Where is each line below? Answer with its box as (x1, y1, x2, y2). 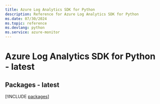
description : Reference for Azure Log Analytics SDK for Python (5, 12, 139, 17)
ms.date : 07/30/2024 (5, 16, 47, 21)
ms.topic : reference (5, 21, 47, 26)
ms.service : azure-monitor (5, 30, 60, 35)
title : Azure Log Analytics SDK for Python (5, 7, 95, 12)
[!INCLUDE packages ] (5, 94, 49, 99)
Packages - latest (5, 81, 60, 89)
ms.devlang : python (5, 25, 45, 30)
